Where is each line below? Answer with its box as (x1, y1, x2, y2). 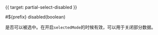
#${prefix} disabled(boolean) (5, 14, 66, 19)
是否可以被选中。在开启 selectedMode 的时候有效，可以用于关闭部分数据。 (5, 24, 156, 30)
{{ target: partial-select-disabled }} (5, 4, 77, 10)
